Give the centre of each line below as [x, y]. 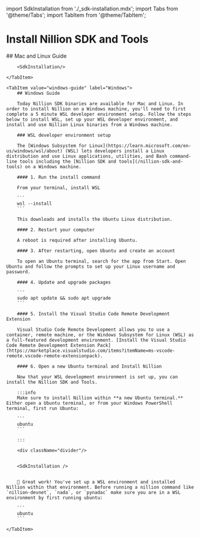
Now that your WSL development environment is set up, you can [98, 377]
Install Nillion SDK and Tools [77, 39]
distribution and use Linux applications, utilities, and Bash [87, 156]
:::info [26, 393]
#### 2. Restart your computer [56, 230]
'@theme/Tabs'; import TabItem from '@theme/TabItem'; [76, 15]
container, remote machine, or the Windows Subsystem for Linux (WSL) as [100, 335]
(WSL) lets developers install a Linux [115, 151]
